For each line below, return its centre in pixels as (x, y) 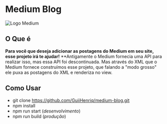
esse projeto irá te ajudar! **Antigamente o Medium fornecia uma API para (84, 56)
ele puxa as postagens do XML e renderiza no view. (59, 72)
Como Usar (23, 88)
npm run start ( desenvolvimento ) (47, 111)
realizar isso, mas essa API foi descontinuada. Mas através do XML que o (81, 62)
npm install (24, 105)
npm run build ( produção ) (39, 116)
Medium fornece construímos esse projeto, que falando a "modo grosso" (81, 67)
